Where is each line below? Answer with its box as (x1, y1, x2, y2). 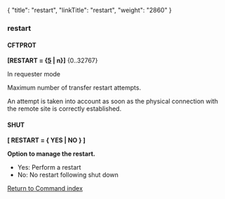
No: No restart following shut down (17, 171, 119, 179)
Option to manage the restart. (7, 150, 96, 158)
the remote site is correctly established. (7, 104, 122, 113)
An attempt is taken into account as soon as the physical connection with (7, 97, 219, 106)
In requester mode (7, 70, 61, 78)
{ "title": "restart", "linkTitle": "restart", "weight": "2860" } (7, 6, 172, 14)
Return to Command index (7, 184, 83, 193)
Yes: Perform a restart (17, 163, 82, 172)
